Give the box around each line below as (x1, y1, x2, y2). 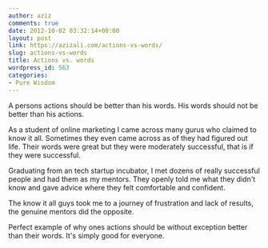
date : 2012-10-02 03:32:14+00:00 (8, 26, 120, 34)
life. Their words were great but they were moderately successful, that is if (8, 142, 254, 151)
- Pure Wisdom (8, 78, 56, 86)
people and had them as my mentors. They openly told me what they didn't (8, 174, 256, 184)
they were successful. (8, 150, 82, 160)
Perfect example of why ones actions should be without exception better (8, 222, 248, 232)
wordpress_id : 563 (8, 64, 70, 72)
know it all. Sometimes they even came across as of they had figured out (8, 133, 248, 142)
